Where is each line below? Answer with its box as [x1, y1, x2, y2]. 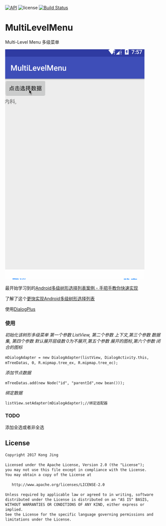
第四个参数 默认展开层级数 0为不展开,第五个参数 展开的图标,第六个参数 [11, 338, 155, 344]
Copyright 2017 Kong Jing [5, 453, 58, 458]
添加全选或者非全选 [5, 424, 44, 430]
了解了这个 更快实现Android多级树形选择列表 [5, 295, 95, 301]
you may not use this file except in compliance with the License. [5, 467, 147, 472]
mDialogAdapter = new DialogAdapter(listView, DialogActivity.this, [5, 355, 149, 360]
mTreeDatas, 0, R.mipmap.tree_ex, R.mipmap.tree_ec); [5, 360, 119, 366]
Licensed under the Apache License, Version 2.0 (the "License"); [5, 462, 145, 467]
